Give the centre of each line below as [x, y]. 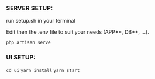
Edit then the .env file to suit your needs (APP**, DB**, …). [77, 32]
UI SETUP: [21, 58]
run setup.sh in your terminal [41, 21]
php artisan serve [28, 43]
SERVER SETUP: [30, 8]
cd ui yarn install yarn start [43, 70]
